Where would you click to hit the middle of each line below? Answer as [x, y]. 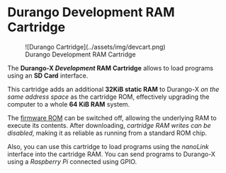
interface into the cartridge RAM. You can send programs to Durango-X [112, 154]
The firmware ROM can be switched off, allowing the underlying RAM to [112, 118]
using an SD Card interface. [48, 76]
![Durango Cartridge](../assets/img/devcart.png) [95, 47]
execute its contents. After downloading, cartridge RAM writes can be [109, 125]
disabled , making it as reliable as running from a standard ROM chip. [107, 133]
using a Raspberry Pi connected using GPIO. [72, 161]
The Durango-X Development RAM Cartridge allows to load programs [111, 68]
